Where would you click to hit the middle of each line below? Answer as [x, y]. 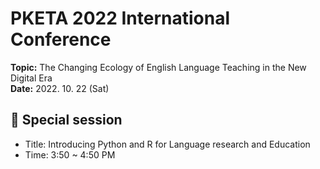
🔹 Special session [66, 120]
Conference [61, 39]
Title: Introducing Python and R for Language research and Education [167, 144]
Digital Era [31, 78]
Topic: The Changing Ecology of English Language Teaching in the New [158, 67]
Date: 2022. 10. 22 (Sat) [60, 88]
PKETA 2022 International [120, 18]
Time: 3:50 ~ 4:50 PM [70, 154]
